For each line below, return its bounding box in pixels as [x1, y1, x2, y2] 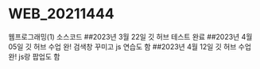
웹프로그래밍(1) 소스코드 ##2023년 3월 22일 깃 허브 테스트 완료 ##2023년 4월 [8, 32, 253, 41]
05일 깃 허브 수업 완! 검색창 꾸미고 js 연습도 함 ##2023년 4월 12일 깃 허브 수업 [8, 41, 252, 52]
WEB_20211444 [8, 5, 115, 23]
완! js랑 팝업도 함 [8, 52, 60, 61]
